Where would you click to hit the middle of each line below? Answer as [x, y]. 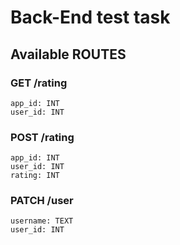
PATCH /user [42, 201]
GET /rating [39, 83]
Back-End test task [90, 17]
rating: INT [35, 176]
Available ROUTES [68, 54]
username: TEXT [42, 221]
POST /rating [42, 137]
